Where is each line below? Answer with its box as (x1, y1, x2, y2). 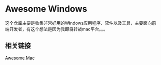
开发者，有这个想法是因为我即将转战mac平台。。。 (9, 26, 108, 32)
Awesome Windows (5, 3, 87, 15)
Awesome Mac (5, 55, 35, 61)
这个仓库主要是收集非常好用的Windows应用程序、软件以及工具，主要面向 (5, 20, 152, 26)
